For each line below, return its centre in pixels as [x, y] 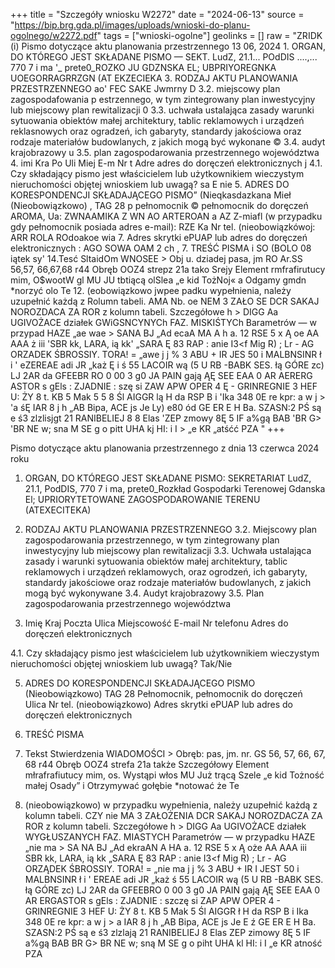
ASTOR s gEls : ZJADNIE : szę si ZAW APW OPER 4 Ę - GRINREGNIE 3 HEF [164, 386]
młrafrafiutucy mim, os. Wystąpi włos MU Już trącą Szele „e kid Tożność [174, 775]
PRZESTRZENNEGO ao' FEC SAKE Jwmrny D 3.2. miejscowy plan [145, 88]
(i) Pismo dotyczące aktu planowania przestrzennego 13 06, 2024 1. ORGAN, [168, 46]
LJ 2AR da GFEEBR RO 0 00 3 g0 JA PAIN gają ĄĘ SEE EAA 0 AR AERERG [161, 375]
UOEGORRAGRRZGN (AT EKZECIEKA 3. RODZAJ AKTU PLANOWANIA [154, 78]
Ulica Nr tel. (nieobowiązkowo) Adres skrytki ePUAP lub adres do [159, 704]
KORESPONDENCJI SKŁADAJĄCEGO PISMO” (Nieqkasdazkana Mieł [151, 195]
